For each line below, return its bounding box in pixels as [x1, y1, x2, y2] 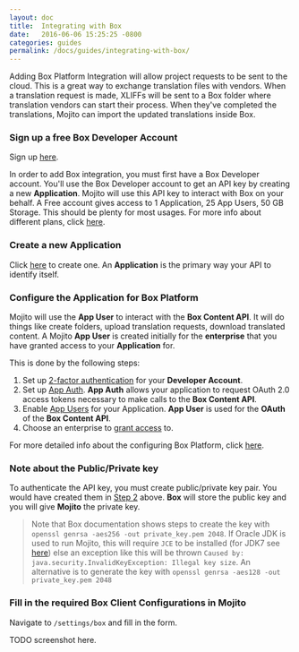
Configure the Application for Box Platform [9, 291, 199, 304]
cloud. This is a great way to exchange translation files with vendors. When [9, 81, 286, 91]
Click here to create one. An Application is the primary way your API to [9, 259, 271, 270]
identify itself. [9, 269, 60, 279]
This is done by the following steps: [9, 357, 141, 368]
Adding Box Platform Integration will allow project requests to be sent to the [9, 71, 288, 81]
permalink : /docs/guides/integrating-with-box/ [9, 47, 191, 56]
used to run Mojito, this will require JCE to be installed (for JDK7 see [30, 538, 280, 549]
